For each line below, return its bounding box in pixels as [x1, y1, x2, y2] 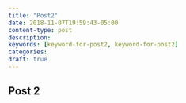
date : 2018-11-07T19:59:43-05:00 [8, 19, 119, 27]
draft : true [8, 56, 47, 64]
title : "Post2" [8, 11, 59, 20]
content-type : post [8, 26, 73, 34]
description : [8, 33, 51, 42]
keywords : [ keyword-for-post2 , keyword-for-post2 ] [8, 41, 179, 49]
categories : [8, 48, 47, 56]
